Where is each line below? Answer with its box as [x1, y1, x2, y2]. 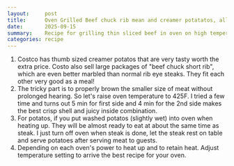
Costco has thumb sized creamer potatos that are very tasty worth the [17, 55, 219, 63]
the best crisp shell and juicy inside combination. [17, 107, 158, 115]
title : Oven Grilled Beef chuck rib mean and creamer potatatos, [7, 17, 217, 24]
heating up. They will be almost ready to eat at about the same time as [17, 122, 219, 130]
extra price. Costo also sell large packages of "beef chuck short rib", [17, 63, 214, 71]
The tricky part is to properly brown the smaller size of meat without [17, 85, 213, 93]
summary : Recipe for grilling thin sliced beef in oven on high [7, 29, 208, 37]
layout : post [7, 10, 58, 17]
